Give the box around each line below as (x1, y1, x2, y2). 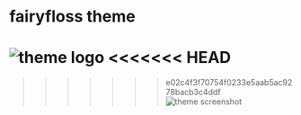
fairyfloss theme (9, 6, 137, 27)
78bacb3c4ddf (165, 87, 222, 98)
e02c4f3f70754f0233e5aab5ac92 (165, 77, 293, 88)
